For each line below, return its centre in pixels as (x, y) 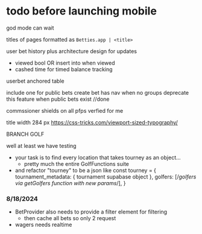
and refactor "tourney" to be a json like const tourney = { (86, 170)
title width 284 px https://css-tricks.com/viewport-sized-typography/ (92, 122)
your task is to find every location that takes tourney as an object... (98, 157)
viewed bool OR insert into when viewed (65, 63)
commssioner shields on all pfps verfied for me (65, 110)
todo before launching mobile (81, 11)
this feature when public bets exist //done (58, 99)
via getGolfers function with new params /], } (70, 183)
